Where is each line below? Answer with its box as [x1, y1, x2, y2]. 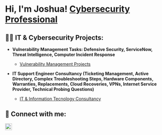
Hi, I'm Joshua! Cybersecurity [5, 3, 130, 15]
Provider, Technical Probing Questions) [12, 86, 94, 92]
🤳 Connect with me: [5, 110, 66, 118]
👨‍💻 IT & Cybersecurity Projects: [5, 33, 104, 42]
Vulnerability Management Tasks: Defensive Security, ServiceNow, [12, 47, 153, 52]
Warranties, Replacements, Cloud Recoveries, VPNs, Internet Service [12, 81, 157, 87]
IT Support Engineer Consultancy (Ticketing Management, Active [12, 71, 149, 77]
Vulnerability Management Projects [19, 61, 91, 67]
